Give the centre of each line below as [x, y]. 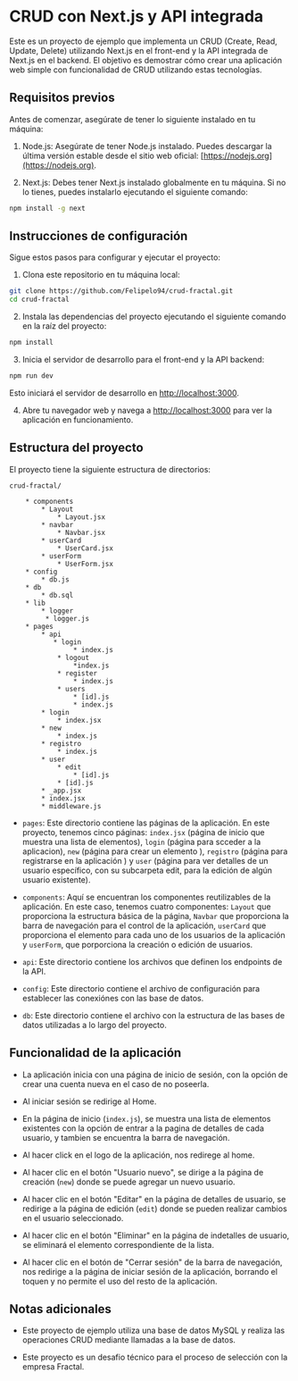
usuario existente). [56, 879]
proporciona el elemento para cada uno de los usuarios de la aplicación [153, 934]
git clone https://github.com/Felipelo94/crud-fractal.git [121, 291]
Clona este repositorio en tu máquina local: [101, 275]
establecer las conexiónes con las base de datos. [113, 998]
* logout [73, 657]
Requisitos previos [62, 98]
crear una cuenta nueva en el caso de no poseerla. [116, 1084]
